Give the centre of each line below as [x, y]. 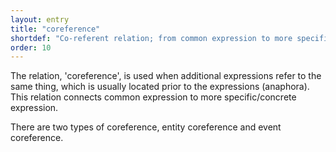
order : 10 [31, 47]
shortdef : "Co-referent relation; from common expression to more [151, 38]
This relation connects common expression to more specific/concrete [153, 97]
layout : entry [40, 19]
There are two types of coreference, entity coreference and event [146, 127]
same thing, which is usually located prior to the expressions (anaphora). [160, 87]
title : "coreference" [55, 29]
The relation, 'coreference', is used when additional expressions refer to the [166, 76]
